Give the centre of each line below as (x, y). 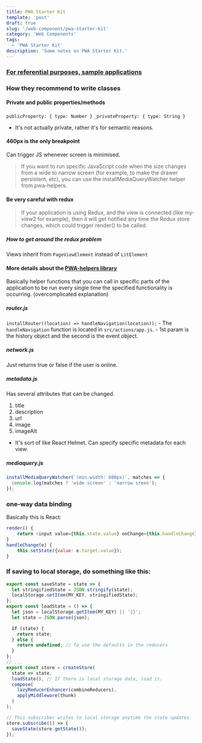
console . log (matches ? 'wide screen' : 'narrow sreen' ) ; (84, 483)
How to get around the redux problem (54, 239)
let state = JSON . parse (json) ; (51, 617)
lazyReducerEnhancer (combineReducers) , (67, 690)
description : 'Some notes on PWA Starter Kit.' (67, 51)
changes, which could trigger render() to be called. (84, 226)
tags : (13, 40)
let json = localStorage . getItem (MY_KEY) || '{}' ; (76, 612)
